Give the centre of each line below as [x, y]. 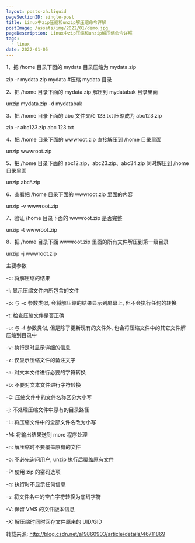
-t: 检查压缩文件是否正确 [35, 315]
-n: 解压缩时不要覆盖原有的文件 [43, 447]
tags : [13, 39]
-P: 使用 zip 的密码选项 [33, 472]
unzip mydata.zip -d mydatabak [44, 104]
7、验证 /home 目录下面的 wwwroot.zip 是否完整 [64, 218]
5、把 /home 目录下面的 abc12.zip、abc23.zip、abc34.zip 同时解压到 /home [97, 163]
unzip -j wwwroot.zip [32, 253]
